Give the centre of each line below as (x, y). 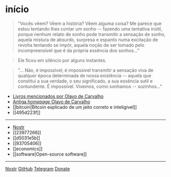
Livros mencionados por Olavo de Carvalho (58, 96)
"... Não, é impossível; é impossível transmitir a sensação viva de (85, 70)
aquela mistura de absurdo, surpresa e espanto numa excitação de (88, 40)
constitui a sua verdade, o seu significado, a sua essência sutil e (85, 81)
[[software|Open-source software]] (50, 154)
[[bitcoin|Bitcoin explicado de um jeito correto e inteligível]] (75, 107)
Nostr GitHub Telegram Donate (38, 168)
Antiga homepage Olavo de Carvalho (51, 101)
